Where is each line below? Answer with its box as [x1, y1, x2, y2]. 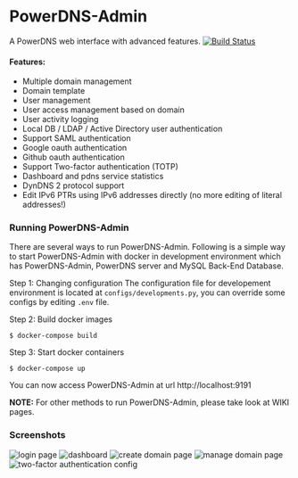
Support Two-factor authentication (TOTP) [21, 161, 178, 172]
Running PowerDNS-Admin [9, 221, 129, 234]
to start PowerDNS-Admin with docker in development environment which [9, 251, 281, 262]
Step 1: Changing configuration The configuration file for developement [9, 278, 271, 289]
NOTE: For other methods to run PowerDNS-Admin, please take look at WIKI [9, 397, 290, 408]
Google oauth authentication [21, 143, 128, 153]
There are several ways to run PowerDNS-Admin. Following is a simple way [9, 242, 286, 252]
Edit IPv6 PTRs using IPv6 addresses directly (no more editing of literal [21, 190, 283, 201]
